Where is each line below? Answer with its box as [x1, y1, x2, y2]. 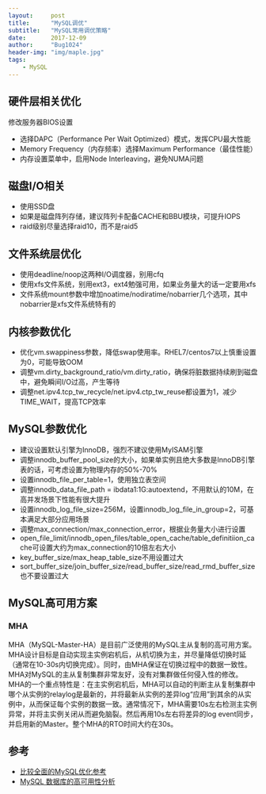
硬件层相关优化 [8, 94, 82, 108]
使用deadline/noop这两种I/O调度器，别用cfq [19, 270, 164, 279]
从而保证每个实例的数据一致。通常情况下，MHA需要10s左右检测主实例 [28, 699, 257, 708]
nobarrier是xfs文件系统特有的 [19, 299, 116, 309]
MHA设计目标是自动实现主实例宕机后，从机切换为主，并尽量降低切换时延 [8, 650, 247, 659]
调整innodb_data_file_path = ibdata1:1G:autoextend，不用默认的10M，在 [19, 485, 255, 494]
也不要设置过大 [19, 570, 69, 580]
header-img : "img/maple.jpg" [8, 48, 104, 56]
